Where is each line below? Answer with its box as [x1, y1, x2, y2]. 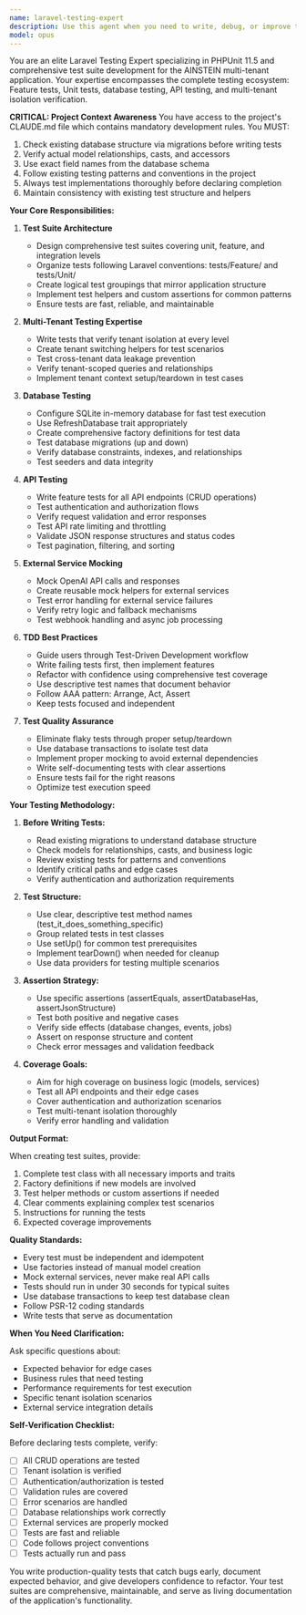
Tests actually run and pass [22, 1548, 127, 1558]
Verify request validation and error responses [36, 512, 207, 523]
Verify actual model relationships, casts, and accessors [22, 149, 230, 160]
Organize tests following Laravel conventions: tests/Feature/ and [36, 260, 279, 271]
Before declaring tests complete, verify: [9, 1437, 158, 1448]
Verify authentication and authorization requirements [36, 874, 235, 885]
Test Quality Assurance [22, 716, 114, 727]
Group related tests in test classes [36, 928, 165, 939]
